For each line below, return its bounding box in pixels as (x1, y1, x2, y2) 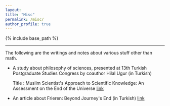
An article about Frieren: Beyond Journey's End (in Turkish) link (12, 95, 145, 101)
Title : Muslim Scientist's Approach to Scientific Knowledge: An (12, 80, 144, 86)
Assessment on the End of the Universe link (12, 85, 104, 91)
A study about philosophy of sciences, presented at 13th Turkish (12, 65, 147, 71)
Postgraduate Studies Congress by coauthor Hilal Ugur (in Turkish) (12, 70, 152, 76)
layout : (5, 7, 22, 13)
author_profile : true (5, 21, 51, 27)
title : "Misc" (5, 12, 35, 17)
